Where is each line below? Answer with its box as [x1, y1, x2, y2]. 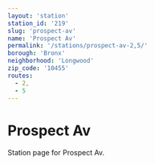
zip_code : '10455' [7, 64, 69, 72]
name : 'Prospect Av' [7, 34, 77, 43]
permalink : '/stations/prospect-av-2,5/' [7, 42, 149, 50]
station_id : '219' [7, 19, 69, 27]
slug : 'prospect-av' [7, 27, 77, 35]
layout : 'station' [7, 11, 69, 20]
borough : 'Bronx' [7, 49, 66, 57]
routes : [7, 72, 34, 80]
